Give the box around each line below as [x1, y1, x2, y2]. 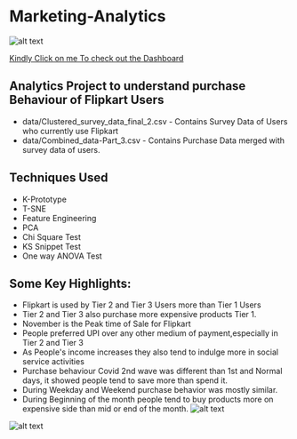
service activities [21, 356, 84, 367]
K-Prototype [21, 194, 67, 204]
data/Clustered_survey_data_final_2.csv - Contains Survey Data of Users [21, 116, 288, 126]
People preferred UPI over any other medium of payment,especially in [21, 328, 278, 339]
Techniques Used [9, 171, 108, 186]
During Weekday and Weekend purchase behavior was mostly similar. [21, 385, 278, 395]
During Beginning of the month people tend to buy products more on [21, 394, 274, 405]
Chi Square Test [21, 231, 82, 242]
